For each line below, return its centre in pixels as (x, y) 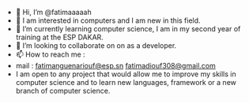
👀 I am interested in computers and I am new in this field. (108, 20)
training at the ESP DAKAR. (60, 37)
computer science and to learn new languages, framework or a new (126, 82)
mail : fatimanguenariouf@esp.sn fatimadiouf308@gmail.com (115, 66)
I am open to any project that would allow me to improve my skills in (126, 74)
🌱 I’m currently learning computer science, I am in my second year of (128, 29)
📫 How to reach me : (50, 54)
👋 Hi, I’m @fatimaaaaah (54, 12)
